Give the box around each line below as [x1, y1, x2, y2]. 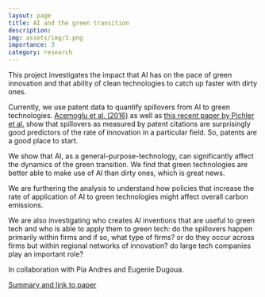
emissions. [8, 200, 44, 210]
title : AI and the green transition [8, 19, 129, 27]
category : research [8, 48, 73, 56]
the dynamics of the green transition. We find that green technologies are [8, 160, 248, 169]
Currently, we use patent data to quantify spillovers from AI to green [8, 102, 231, 112]
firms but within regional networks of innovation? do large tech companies [8, 241, 252, 250]
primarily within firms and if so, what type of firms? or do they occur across [8, 233, 255, 242]
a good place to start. [8, 136, 79, 145]
